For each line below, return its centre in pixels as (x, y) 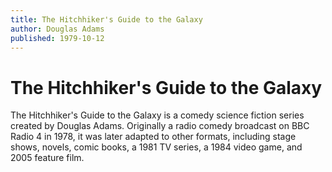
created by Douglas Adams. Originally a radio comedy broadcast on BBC (160, 126)
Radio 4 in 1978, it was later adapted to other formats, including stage (153, 137)
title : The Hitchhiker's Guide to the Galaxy (106, 19)
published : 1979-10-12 (57, 38)
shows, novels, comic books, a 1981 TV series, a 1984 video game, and (156, 147)
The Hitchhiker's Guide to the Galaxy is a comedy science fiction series (157, 115)
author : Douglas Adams (57, 29)
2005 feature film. (47, 158)
